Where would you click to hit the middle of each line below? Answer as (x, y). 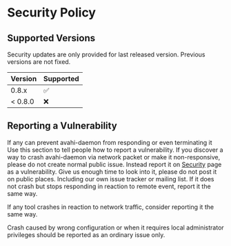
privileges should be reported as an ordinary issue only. (86, 234)
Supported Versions (51, 38)
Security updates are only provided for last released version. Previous (106, 54)
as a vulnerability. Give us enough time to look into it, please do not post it (112, 171)
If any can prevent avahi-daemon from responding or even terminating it (110, 142)
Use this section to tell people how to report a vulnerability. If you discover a (115, 150)
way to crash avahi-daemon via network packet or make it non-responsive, (114, 157)
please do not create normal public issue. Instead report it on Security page (114, 164)
